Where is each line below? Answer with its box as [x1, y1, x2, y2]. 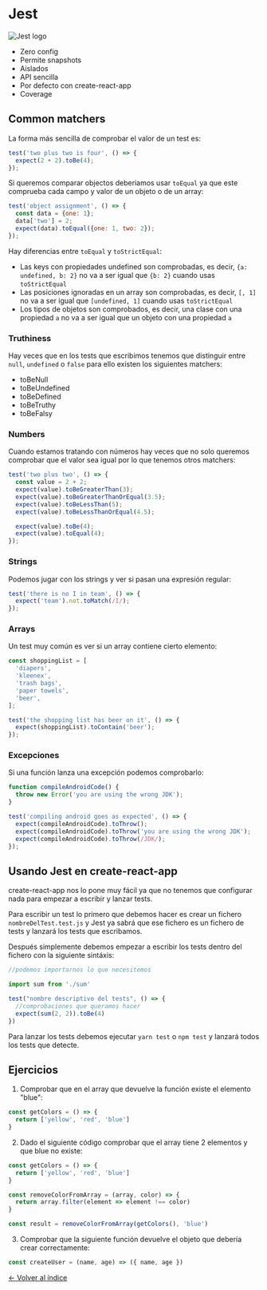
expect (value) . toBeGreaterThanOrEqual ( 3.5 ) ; [15, 493, 166, 501]
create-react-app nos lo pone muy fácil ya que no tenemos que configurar [8, 886, 253, 895]
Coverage [19, 89, 53, 98]
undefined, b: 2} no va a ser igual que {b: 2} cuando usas [19, 270, 215, 280]
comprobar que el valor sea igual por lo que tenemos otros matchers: [8, 455, 236, 465]
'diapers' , [15, 665, 52, 673]
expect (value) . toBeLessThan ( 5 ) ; [15, 500, 124, 508]
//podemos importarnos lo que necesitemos [8, 966, 151, 974]
